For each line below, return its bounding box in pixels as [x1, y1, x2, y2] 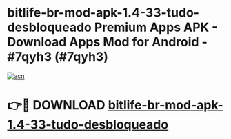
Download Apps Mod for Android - [7, 35, 208, 50]
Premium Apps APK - [94, 19, 218, 35]
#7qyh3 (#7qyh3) [7, 49, 108, 65]
